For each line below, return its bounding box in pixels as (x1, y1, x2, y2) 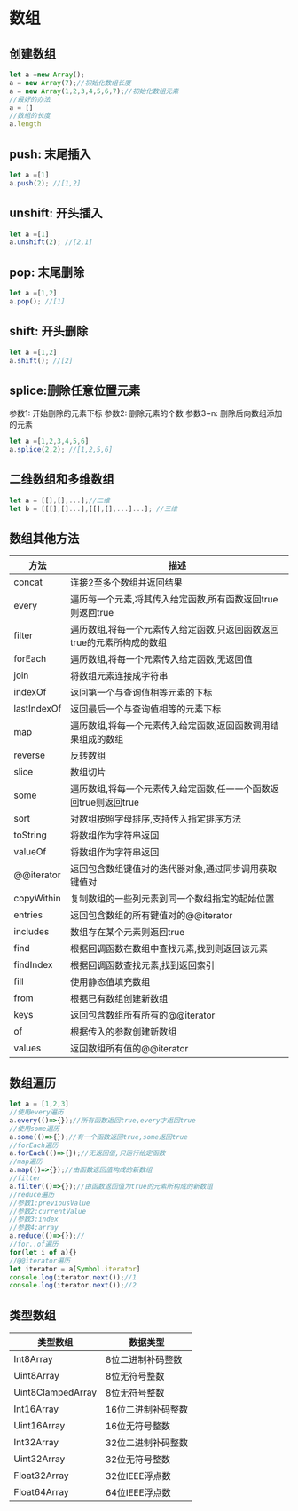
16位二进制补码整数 (105, 1404, 189, 1416)
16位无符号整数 (105, 1420, 171, 1433)
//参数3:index (9, 1215, 59, 1224)
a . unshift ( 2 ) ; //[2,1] (9, 238, 93, 247)
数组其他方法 (9, 531, 80, 546)
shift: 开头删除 (9, 324, 89, 339)
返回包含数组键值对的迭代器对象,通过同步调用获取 (69, 862, 278, 875)
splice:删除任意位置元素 (9, 382, 141, 397)
